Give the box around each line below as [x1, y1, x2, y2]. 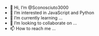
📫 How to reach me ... [9, 26, 56, 31]
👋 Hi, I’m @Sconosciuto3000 [9, 5, 69, 10]
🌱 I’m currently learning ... [9, 15, 63, 20]
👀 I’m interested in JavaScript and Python [9, 10, 95, 16]
